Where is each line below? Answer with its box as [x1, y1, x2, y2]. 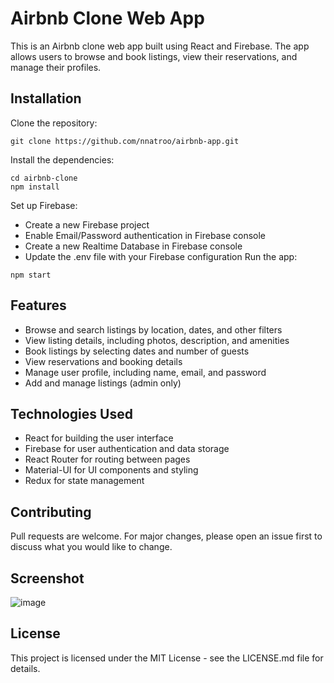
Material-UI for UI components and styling [24, 464, 199, 476]
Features [10, 297, 67, 314]
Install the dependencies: [10, 153, 115, 166]
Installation [10, 90, 82, 107]
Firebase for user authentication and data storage [24, 443, 230, 455]
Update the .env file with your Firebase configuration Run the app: [24, 250, 298, 262]
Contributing [10, 503, 92, 521]
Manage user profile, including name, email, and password [24, 366, 267, 378]
